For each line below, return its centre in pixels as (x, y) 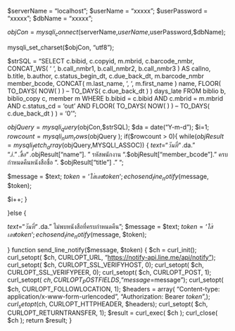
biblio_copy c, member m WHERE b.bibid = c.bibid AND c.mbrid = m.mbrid (115, 98)
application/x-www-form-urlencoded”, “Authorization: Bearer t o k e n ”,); (109, 296)
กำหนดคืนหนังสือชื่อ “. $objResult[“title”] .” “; (66, 163)
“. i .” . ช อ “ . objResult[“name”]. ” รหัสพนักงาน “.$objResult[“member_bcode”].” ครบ (118, 154)
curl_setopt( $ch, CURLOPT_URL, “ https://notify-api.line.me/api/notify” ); (112, 257)
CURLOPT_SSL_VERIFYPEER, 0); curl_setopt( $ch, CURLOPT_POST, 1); (109, 272)
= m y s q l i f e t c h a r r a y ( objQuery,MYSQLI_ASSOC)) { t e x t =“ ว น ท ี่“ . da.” (101, 146)
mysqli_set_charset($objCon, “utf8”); (61, 47)
